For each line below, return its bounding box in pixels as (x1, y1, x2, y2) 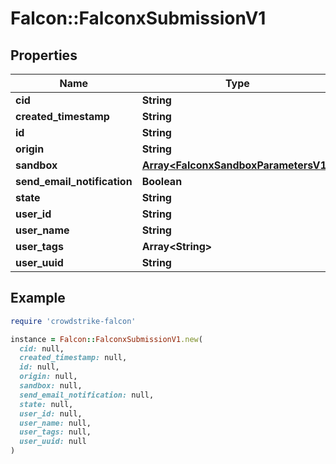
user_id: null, (19, 408, 83, 419)
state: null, (19, 399, 74, 409)
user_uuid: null (19, 437, 87, 447)
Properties (10, 47, 78, 64)
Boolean (141, 175, 183, 188)
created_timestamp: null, (19, 353, 128, 363)
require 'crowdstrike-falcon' (10, 316, 137, 326)
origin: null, (19, 372, 78, 382)
